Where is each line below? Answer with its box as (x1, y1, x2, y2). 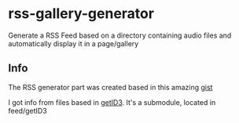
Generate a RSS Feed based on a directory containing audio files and (8, 31, 232, 40)
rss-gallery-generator (8, 5, 155, 23)
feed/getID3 (8, 106, 47, 115)
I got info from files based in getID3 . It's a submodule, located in (8, 97, 216, 107)
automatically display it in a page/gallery (8, 38, 139, 48)
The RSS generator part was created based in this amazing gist (8, 82, 213, 92)
